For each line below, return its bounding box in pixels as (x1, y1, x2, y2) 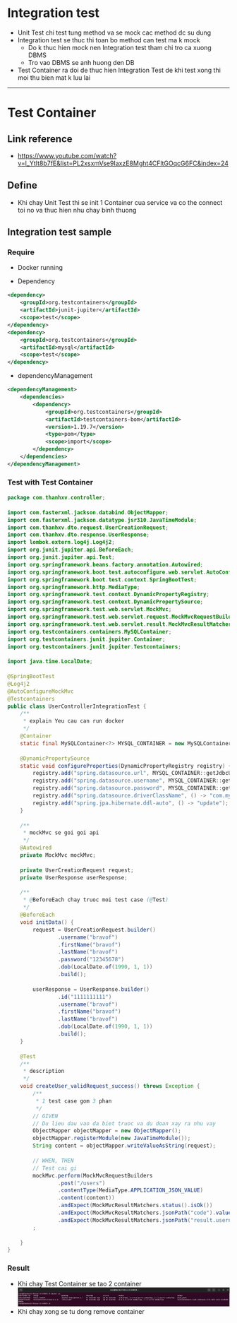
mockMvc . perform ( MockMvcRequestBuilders (32, 1172, 153, 1179)
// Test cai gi (32, 1164, 78, 1172)
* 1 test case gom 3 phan (35, 1097, 112, 1105)
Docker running (17, 263, 63, 272)
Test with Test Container (7, 477, 94, 487)
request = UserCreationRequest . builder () (32, 926, 157, 933)
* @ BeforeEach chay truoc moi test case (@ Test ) (23, 896, 169, 903)
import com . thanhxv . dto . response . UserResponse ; (7, 531, 150, 538)
